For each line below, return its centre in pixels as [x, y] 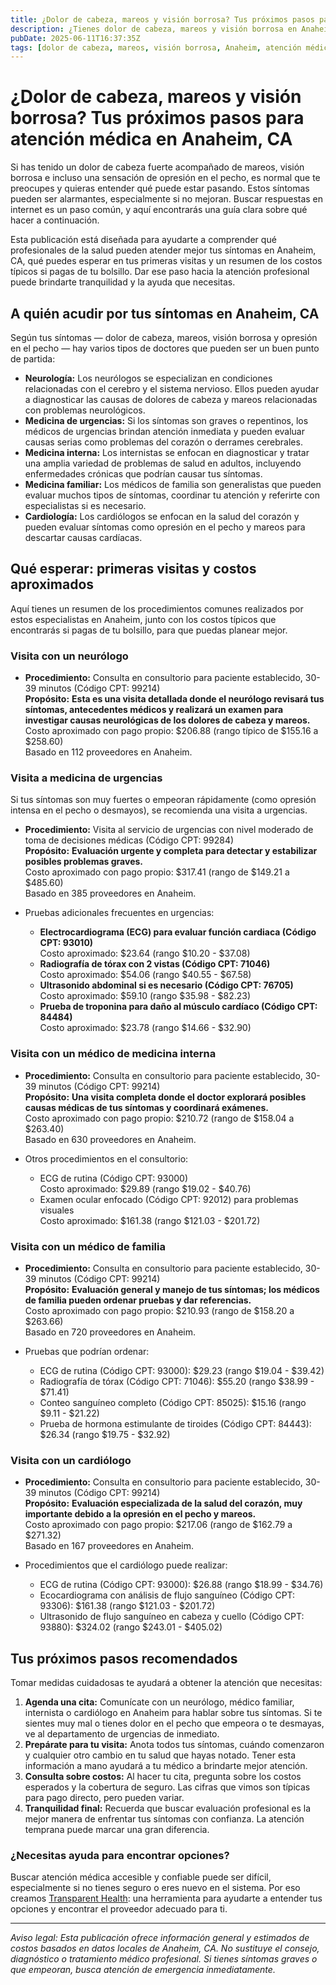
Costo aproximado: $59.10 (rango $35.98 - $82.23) [145, 996]
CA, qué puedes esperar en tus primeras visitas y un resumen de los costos [166, 261]
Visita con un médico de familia [88, 1246]
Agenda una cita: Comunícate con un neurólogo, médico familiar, [159, 1702]
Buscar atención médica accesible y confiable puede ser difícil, [141, 1877]
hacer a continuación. [55, 220]
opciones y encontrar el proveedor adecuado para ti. [119, 1909]
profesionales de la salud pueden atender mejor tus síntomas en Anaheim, [163, 250]
